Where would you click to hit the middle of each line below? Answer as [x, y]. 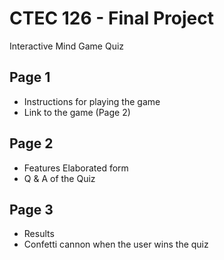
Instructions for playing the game [92, 101]
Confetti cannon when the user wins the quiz [116, 244]
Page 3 [31, 209]
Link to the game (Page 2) [77, 112]
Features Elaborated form [76, 168]
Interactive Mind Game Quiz [67, 46]
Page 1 [30, 77]
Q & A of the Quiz [59, 178]
